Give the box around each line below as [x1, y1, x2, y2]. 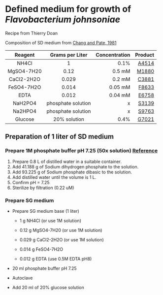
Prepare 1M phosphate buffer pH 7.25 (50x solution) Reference [5, 147, 158, 154]
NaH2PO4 [13, 99, 37, 106]
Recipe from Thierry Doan [5, 30, 58, 36]
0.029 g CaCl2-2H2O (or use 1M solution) [19, 236, 104, 242]
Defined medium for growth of [5, 3, 131, 15]
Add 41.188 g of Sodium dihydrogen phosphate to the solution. [12, 164, 139, 169]
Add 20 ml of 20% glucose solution [12, 284, 85, 290]
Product [135, 51, 154, 58]
